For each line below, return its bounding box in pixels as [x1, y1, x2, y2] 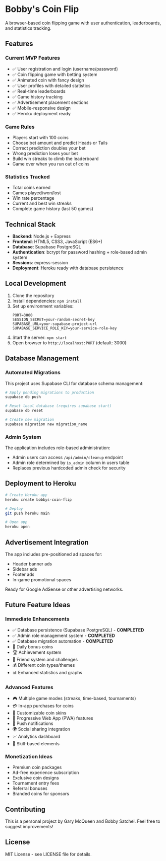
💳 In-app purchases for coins [12, 703, 74, 708]
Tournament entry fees [12, 780, 59, 786]
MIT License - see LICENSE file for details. [5, 851, 92, 857]
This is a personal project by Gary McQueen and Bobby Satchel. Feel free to [5, 818, 161, 824]
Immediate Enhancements [5, 616, 70, 623]
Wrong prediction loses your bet [12, 150, 78, 156]
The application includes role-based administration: [5, 445, 111, 451]
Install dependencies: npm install [12, 298, 82, 304]
